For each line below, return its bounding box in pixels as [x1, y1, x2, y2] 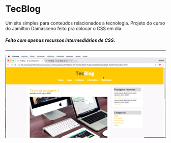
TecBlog [5, 3, 41, 15]
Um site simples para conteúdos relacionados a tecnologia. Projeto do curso [5, 20, 165, 26]
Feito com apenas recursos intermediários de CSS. [5, 37, 116, 43]
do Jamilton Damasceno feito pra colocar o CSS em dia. [5, 25, 123, 31]
